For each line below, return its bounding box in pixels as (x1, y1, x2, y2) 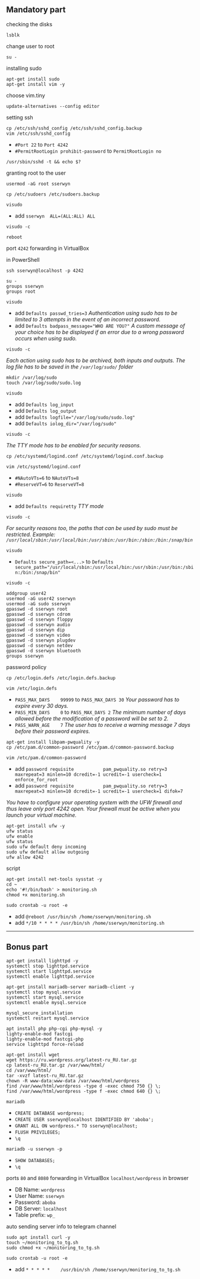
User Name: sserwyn (14, 1192, 64, 1199)
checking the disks (6, 20, 52, 27)
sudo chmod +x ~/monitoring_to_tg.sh (6, 1244, 100, 1251)
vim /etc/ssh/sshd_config (6, 131, 70, 137)
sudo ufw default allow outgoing (6, 849, 89, 855)
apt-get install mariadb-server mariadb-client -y (6, 984, 135, 990)
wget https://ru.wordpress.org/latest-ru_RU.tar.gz (6, 1057, 137, 1063)
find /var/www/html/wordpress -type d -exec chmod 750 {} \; (6, 1083, 161, 1089)
